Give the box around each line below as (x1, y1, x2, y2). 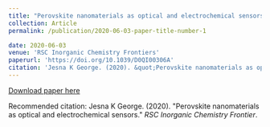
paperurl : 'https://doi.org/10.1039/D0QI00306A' (8, 56, 174, 64)
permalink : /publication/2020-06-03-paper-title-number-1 (8, 27, 207, 35)
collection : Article (8, 19, 78, 27)
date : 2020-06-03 (8, 41, 67, 49)
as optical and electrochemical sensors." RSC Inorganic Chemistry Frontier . (8, 109, 258, 119)
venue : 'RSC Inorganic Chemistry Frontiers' (8, 49, 160, 57)
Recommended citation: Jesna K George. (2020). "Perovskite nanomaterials (8, 101, 260, 111)
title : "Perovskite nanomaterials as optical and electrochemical (8, 11, 235, 20)
